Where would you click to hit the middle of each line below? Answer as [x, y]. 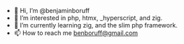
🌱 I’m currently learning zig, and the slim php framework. [96, 25]
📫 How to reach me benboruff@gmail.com [76, 33]
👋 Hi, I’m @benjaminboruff [52, 11]
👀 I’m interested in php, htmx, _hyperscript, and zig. [88, 18]
